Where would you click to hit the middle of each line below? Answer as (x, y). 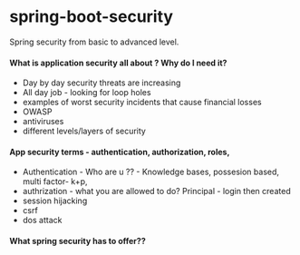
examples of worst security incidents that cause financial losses (142, 103)
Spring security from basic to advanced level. (94, 42)
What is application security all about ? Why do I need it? (118, 63)
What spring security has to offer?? (78, 240)
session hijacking (55, 201)
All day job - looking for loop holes (87, 93)
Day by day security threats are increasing (102, 83)
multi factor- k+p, (55, 181)
